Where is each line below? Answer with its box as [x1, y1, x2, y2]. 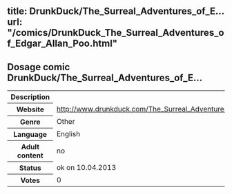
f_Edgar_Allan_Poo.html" [7, 38, 118, 50]
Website [16, 105, 45, 114]
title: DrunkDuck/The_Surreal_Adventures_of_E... [7, 6, 224, 17]
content [17, 151, 43, 160]
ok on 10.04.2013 [56, 163, 117, 173]
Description [10, 92, 50, 102]
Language [13, 130, 47, 140]
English [56, 129, 81, 139]
